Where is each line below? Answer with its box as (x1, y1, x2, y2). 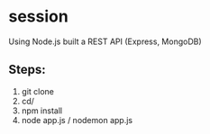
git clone (21, 85, 55, 96)
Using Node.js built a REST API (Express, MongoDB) (8, 36, 202, 47)
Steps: (8, 62, 46, 77)
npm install (21, 105, 63, 116)
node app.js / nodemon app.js (21, 114, 132, 125)
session (8, 6, 68, 27)
